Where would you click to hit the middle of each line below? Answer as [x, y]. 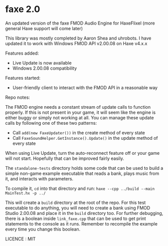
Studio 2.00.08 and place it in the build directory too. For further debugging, [84, 213]
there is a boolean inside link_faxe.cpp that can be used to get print [76, 218]
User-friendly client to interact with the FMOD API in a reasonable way [85, 87]
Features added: [22, 53]
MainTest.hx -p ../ [26, 193]
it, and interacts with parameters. [39, 178]
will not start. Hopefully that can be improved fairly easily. [65, 158]
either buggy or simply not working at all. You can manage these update [79, 117]
